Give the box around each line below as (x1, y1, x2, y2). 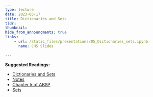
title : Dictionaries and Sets (5, 16, 67, 21)
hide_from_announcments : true (5, 30, 67, 35)
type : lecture (5, 7, 34, 12)
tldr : (5, 21, 16, 26)
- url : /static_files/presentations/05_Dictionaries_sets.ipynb (14, 39, 148, 44)
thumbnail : (5, 25, 27, 30)
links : (5, 35, 19, 40)
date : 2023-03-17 (5, 12, 41, 17)
